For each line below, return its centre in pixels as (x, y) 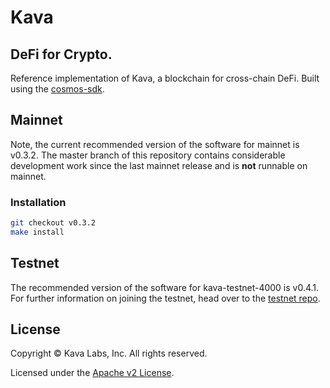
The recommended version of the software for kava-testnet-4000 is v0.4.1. (165, 287)
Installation (38, 202)
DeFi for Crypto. (61, 54)
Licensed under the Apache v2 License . (92, 373)
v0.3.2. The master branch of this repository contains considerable (148, 155)
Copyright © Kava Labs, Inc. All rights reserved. (109, 353)
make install (37, 232)
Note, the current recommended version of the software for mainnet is (155, 144)
